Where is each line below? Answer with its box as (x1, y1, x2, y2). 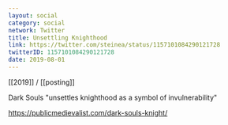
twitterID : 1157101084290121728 (8, 48, 114, 56)
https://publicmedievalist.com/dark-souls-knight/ (8, 108, 168, 117)
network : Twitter (8, 26, 65, 34)
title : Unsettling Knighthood (8, 33, 108, 42)
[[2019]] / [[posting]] (8, 77, 75, 87)
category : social (8, 19, 65, 27)
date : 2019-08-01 (8, 56, 65, 64)
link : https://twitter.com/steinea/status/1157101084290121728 (8, 41, 221, 49)
